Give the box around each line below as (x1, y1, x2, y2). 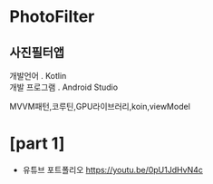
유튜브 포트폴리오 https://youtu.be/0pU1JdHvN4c (22, 164, 204, 175)
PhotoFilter (9, 6, 95, 27)
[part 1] (9, 133, 65, 154)
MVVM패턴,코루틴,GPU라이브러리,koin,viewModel (9, 102, 190, 111)
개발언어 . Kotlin (9, 71, 67, 81)
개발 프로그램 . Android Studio (9, 82, 119, 92)
